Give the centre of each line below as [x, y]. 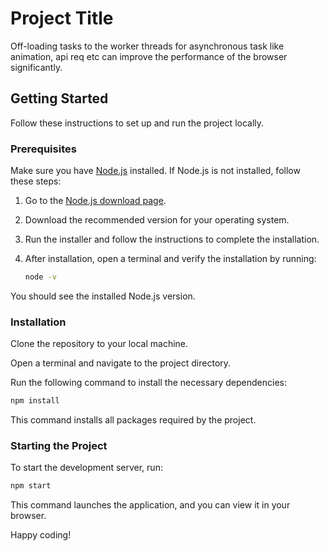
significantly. [36, 67]
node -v [40, 277]
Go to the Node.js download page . [95, 201]
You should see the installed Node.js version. [103, 296]
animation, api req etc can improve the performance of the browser [149, 56]
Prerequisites [43, 149]
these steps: [36, 181]
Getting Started [59, 98]
